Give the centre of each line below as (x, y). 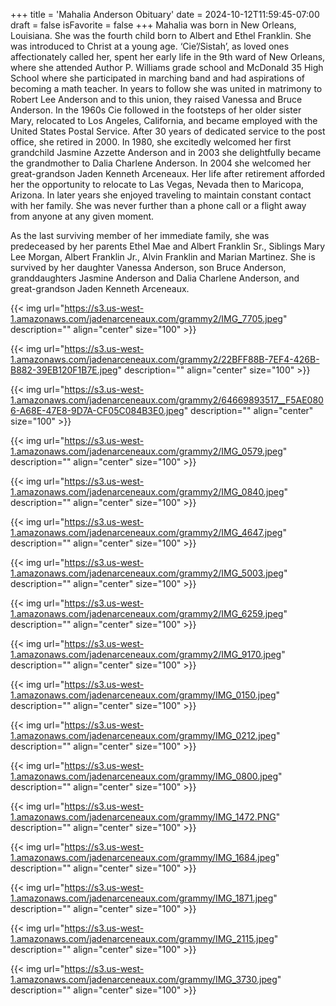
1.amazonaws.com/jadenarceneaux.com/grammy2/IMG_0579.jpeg (146, 451)
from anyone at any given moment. (82, 216)
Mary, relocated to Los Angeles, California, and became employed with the (164, 120)
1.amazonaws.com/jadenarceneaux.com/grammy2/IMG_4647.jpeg (146, 532)
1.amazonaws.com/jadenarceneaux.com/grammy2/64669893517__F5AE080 (167, 400)
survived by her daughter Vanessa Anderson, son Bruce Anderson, (148, 267)
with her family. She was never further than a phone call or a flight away (158, 205)
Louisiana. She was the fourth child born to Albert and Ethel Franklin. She (161, 35)
